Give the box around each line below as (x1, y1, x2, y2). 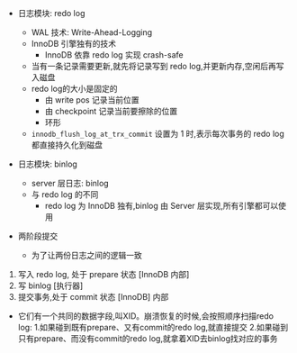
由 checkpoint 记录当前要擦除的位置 (44, 106, 178, 116)
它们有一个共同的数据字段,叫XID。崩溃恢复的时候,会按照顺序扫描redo (17, 311, 274, 321)
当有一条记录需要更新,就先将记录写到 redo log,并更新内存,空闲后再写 (31, 61, 285, 71)
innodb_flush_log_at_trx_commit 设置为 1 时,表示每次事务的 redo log (31, 129, 285, 139)
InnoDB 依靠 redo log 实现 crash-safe (44, 50, 184, 60)
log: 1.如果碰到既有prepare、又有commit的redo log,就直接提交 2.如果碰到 (17, 322, 289, 332)
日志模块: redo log (17, 8, 85, 18)
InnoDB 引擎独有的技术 (31, 39, 117, 49)
